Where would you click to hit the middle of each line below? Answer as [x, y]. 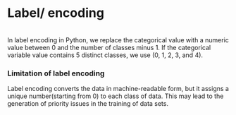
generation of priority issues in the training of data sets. [88, 104]
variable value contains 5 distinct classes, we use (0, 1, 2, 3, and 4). [105, 55]
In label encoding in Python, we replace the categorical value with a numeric [118, 40]
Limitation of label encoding [56, 73]
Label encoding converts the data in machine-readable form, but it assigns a [118, 89]
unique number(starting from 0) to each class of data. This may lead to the [116, 96]
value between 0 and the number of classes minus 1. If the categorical [109, 47]
